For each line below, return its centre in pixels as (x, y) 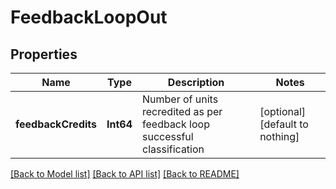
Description (196, 82)
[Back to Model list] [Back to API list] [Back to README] (125, 174)
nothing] (279, 136)
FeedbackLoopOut (89, 17)
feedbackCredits (56, 124)
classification (173, 149)
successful (168, 136)
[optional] (283, 111)
